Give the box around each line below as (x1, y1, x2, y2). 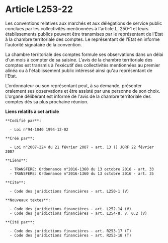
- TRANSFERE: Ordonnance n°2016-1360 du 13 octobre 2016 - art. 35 (10, 171, 154, 176)
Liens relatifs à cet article (5, 108, 59, 114)
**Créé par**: (5, 136, 35, 141)
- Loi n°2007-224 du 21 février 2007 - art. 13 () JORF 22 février (10, 145, 154, 150)
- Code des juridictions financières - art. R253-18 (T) (10, 233, 132, 238)
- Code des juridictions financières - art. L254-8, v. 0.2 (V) (10, 211, 147, 216)
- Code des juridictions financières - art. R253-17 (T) (10, 228, 132, 233)
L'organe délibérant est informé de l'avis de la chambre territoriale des (5, 93, 151, 99)
